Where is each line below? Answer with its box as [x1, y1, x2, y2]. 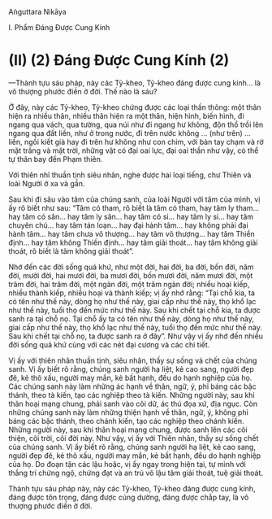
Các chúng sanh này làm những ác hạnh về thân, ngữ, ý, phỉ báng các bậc [8, 382, 257, 391]
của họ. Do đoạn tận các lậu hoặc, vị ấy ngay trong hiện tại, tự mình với [8, 459, 246, 469]
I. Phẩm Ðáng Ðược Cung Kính [8, 23, 110, 32]
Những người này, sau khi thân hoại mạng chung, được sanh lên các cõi [8, 425, 248, 434]
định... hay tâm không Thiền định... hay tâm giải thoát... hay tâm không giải [8, 238, 258, 247]
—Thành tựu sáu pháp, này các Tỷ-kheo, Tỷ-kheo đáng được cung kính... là [8, 77, 261, 88]
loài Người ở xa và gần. [8, 178, 85, 188]
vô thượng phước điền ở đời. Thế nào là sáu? [8, 86, 158, 96]
